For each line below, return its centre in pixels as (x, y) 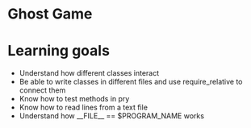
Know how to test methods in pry (74, 99)
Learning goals (59, 51)
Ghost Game (50, 14)
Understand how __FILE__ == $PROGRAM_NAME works (112, 116)
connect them (42, 90)
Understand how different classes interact (89, 73)
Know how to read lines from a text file (84, 107)
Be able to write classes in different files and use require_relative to (131, 82)
